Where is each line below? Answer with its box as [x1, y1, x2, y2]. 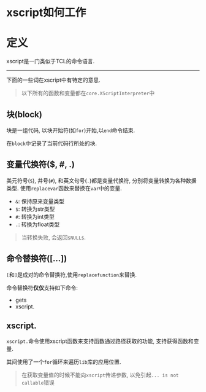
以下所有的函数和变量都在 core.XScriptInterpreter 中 [21, 90, 155, 97]
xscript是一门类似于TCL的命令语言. [6, 58, 95, 65]
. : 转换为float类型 [15, 221, 60, 228]
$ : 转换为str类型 [15, 205, 55, 213]
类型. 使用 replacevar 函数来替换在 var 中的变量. [6, 184, 123, 192]
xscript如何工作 [6, 6, 86, 20]
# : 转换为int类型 [15, 213, 55, 220]
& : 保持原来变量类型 [15, 197, 64, 205]
